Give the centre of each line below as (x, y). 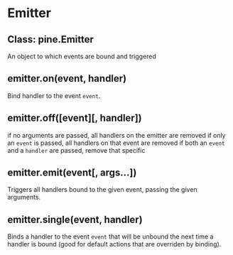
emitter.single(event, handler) (75, 219)
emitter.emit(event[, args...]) (72, 173)
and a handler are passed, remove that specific (76, 150)
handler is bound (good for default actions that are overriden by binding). (114, 244)
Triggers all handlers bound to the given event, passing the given (102, 190)
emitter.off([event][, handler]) (75, 118)
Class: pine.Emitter (51, 39)
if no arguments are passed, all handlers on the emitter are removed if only (116, 135)
